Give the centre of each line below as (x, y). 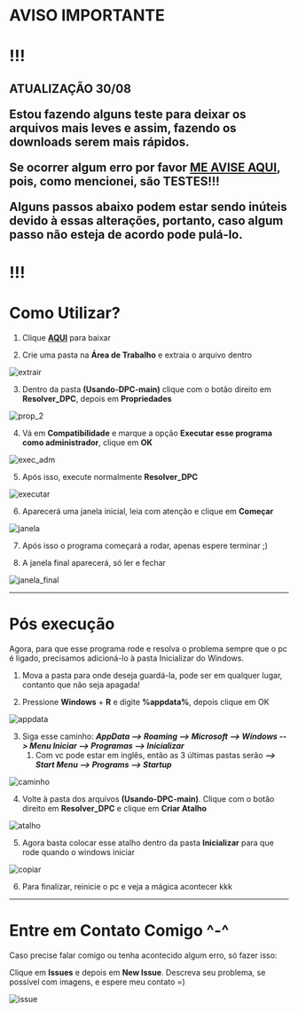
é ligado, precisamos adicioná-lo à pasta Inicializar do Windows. (126, 658)
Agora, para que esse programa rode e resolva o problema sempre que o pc (149, 648)
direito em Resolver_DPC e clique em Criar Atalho (114, 808)
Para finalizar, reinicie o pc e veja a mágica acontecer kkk (127, 886)
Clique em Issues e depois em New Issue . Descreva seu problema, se (137, 972)
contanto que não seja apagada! (81, 685)
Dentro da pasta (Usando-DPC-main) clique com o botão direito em (147, 389)
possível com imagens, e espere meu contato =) (98, 982)
